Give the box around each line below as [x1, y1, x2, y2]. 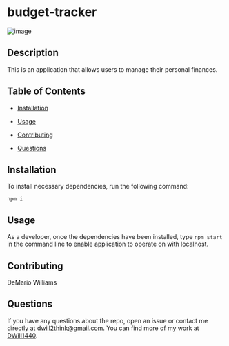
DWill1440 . [7, 331, 38, 339]
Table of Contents [7, 86, 86, 97]
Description [7, 47, 59, 59]
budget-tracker [7, 4, 97, 20]
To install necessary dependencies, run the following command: [7, 182, 189, 191]
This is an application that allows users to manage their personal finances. [7, 65, 218, 73]
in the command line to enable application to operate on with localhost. [7, 240, 209, 249]
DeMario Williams [7, 278, 57, 287]
